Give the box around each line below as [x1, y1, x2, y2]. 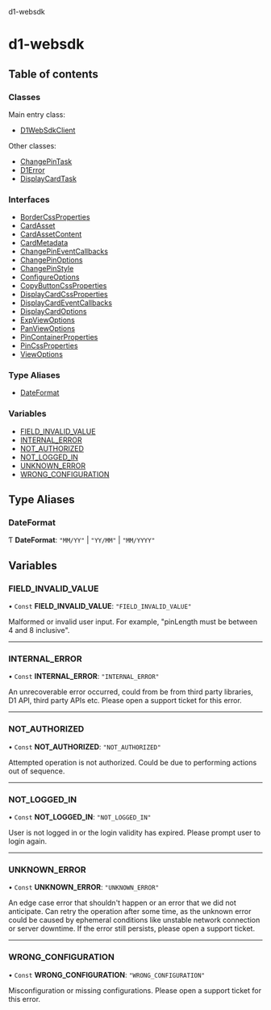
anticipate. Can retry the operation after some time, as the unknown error [8, 907, 252, 916]
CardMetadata [19, 238, 69, 248]
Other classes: [8, 140, 56, 150]
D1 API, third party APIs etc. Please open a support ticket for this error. [8, 696, 242, 706]
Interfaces [8, 194, 50, 205]
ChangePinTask [19, 157, 73, 166]
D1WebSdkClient [19, 125, 76, 135]
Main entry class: [8, 109, 66, 119]
